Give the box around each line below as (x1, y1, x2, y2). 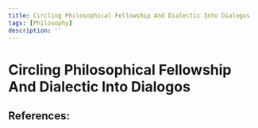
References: (8, 109, 70, 122)
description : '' (8, 26, 62, 34)
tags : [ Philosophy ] (8, 19, 73, 27)
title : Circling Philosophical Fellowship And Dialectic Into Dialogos (8, 11, 250, 20)
